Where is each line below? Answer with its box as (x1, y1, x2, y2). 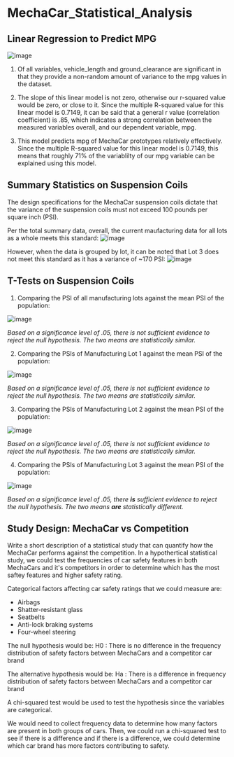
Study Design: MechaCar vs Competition (7, 523, 189, 535)
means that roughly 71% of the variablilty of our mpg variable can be (17, 152, 215, 160)
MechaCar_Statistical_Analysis (7, 5, 193, 21)
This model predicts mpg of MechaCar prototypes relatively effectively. (17, 137, 223, 145)
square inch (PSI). (7, 212, 59, 221)
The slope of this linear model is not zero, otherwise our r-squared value (17, 93, 226, 102)
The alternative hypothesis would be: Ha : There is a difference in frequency (7, 670, 226, 679)
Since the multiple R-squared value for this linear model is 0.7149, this (17, 144, 219, 152)
